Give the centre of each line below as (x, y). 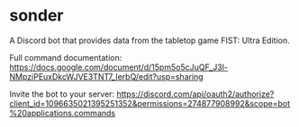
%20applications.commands (62, 113)
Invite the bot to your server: (62, 94)
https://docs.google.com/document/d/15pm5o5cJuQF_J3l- (118, 67)
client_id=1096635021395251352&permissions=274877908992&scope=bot (150, 103)
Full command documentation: (66, 57)
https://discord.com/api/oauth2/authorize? (195, 94)
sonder (37, 16)
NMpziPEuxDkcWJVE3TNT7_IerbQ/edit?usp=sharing (107, 76)
